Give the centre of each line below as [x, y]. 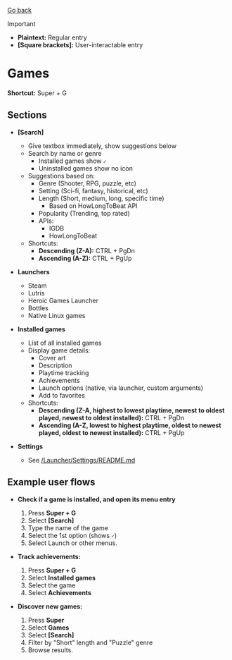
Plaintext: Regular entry [52, 37]
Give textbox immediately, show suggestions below [102, 146]
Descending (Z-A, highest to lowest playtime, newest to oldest [131, 410]
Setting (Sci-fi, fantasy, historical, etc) [94, 190]
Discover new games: [50, 606]
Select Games [49, 628]
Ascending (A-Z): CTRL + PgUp [85, 258]
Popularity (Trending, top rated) [84, 213]
